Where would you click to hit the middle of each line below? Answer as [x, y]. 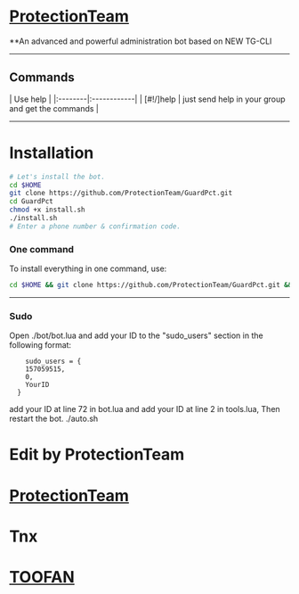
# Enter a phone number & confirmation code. [95, 226]
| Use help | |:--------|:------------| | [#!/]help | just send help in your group [148, 99]
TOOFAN [42, 577]
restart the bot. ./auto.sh [54, 419]
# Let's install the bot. [57, 177]
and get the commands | [54, 108]
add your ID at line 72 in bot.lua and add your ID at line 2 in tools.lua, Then [145, 409]
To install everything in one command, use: [88, 268]
